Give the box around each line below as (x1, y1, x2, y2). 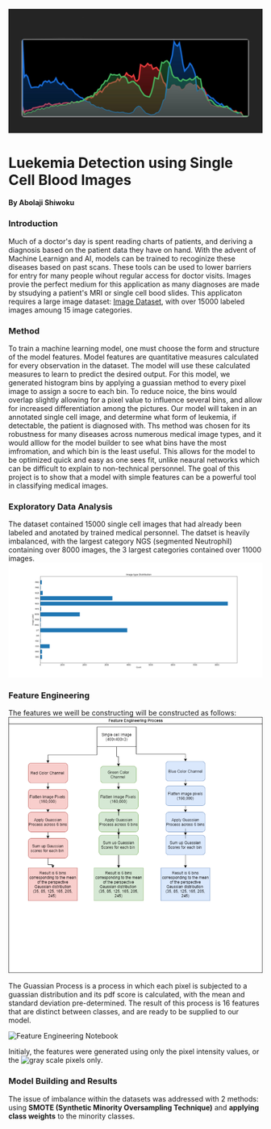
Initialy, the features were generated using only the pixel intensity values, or (8, 1047, 260, 1056)
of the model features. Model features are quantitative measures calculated (8, 352, 259, 362)
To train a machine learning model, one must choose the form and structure (8, 343, 260, 353)
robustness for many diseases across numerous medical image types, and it (8, 429, 262, 439)
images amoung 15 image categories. (8, 304, 133, 315)
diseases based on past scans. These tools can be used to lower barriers (8, 262, 252, 271)
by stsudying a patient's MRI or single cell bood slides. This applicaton (8, 287, 243, 297)
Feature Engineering (8, 690, 90, 701)
